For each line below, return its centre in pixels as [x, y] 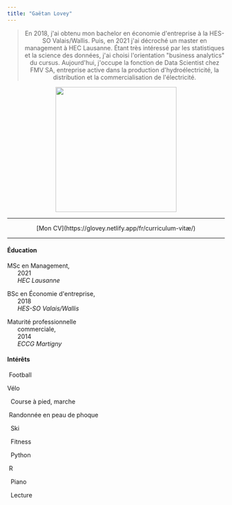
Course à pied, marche [43, 402]
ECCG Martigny [39, 344]
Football [20, 375]
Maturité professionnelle [42, 321]
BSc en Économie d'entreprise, [51, 293]
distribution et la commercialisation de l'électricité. [125, 77]
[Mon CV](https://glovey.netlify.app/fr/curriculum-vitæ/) [116, 228]
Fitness [21, 442]
